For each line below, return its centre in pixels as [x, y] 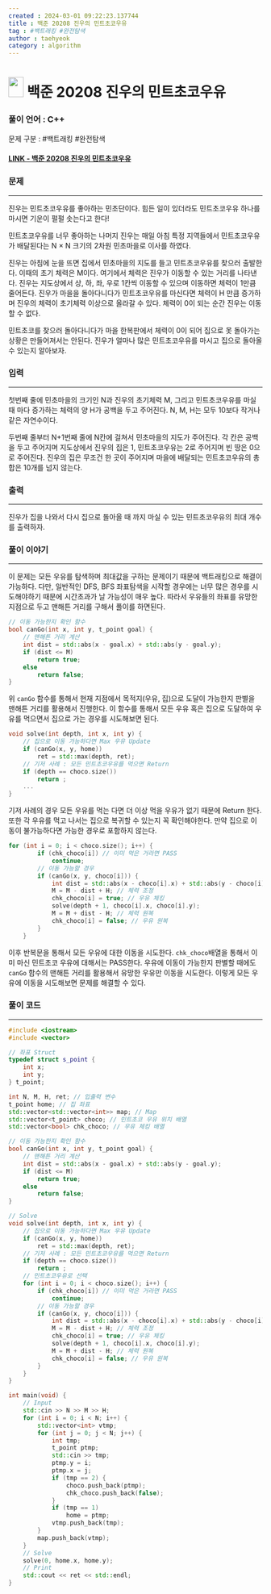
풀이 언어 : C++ [37, 119]
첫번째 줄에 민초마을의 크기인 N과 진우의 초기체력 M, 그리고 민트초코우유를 [125, 399]
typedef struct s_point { [52, 1060]
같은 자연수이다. [33, 419]
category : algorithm [45, 46]
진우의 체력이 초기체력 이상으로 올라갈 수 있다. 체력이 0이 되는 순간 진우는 [132, 303]
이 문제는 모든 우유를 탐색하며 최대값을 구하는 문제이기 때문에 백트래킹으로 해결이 [135, 577]
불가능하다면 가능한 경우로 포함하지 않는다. [90, 831]
